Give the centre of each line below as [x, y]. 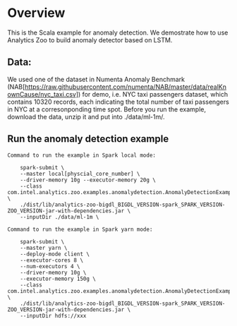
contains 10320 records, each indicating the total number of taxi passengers [118, 102]
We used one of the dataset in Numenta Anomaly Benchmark [96, 79]
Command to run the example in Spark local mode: [82, 155]
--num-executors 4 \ [50, 266]
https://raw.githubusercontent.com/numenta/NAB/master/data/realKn [126, 87]
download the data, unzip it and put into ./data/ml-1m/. [86, 116]
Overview [36, 13]
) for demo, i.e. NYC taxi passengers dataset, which [153, 94]
